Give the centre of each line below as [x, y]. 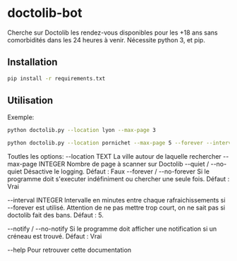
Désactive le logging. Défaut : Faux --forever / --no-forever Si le [117, 171]
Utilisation [30, 101]
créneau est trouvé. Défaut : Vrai [55, 236]
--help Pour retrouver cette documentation [69, 250]
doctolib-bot [45, 13]
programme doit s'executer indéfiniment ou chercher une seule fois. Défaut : [119, 179]
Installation [32, 62]
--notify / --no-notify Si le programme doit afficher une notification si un [112, 229]
